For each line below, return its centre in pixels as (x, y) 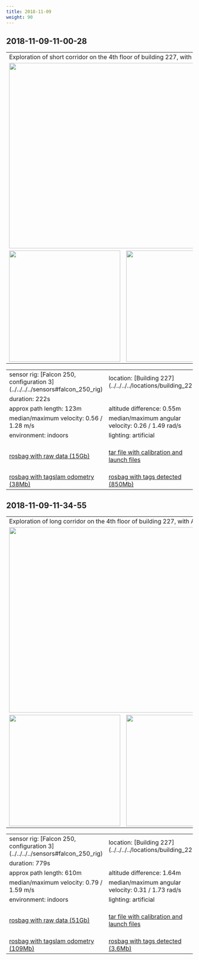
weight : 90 (20, 17)
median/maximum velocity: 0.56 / (56, 418)
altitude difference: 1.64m (145, 873)
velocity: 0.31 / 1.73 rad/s (145, 890)
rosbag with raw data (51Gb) (49, 920)
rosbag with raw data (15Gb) (49, 456)
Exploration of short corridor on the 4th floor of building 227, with (100, 57)
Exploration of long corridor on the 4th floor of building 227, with (99, 522)
